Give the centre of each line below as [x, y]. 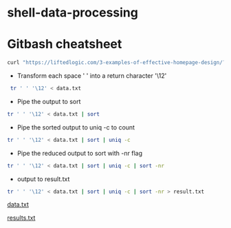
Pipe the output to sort [49, 101]
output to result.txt [43, 179]
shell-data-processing [73, 13]
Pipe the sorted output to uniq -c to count [76, 127]
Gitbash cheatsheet [65, 44]
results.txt [21, 218]
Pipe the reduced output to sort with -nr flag [80, 153]
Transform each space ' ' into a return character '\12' [92, 76]
